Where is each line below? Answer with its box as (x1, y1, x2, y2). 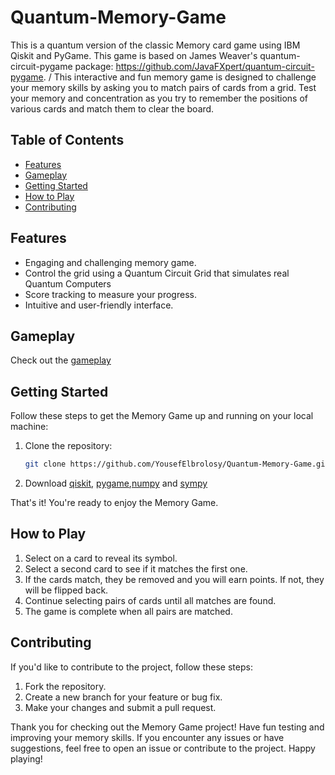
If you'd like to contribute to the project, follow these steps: (10, 661, 253, 673)
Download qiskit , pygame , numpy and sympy (24, 477, 208, 490)
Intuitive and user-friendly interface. (24, 299, 174, 311)
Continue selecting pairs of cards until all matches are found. (24, 594, 277, 606)
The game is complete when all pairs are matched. (24, 605, 233, 617)
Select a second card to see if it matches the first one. (24, 562, 248, 575)
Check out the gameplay (10, 354, 112, 366)
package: (74, 60, 114, 72)
